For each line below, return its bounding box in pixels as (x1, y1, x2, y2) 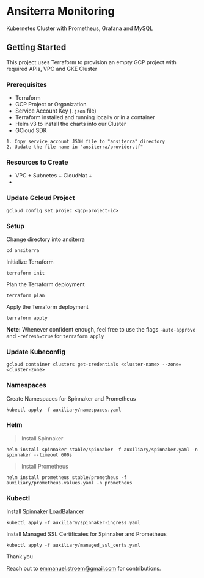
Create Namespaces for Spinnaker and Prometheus (6, 395, 136, 402)
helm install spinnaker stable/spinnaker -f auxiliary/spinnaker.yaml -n (6, 446, 199, 453)
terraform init (6, 270, 45, 276)
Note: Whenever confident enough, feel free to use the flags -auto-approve (6, 325, 196, 333)
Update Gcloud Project (6, 194, 75, 202)
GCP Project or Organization (15, 101, 87, 108)
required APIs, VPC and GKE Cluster (6, 65, 98, 72)
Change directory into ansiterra (6, 235, 86, 243)
